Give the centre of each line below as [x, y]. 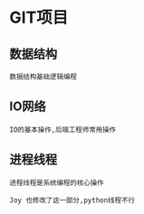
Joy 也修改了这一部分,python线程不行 [72, 200]
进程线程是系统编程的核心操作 [57, 182]
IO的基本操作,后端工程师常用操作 [62, 130]
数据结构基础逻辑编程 [43, 77]
